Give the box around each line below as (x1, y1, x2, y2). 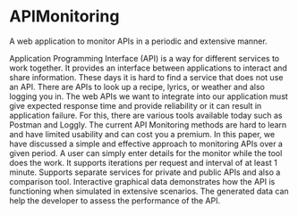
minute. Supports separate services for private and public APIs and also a (9, 167, 281, 178)
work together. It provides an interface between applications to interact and (9, 62, 288, 73)
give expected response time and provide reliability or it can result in (9, 100, 262, 111)
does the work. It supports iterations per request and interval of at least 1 (9, 157, 277, 168)
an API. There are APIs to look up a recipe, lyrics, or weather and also (9, 81, 266, 92)
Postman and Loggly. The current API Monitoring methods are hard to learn (9, 119, 287, 130)
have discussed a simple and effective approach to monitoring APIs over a (9, 138, 284, 149)
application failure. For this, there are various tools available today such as (9, 110, 283, 120)
